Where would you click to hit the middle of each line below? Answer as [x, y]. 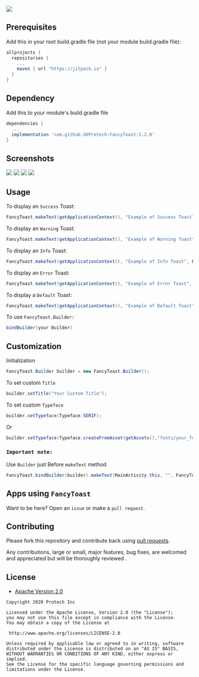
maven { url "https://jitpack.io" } [62, 69]
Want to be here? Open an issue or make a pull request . [76, 508]
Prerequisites [31, 28]
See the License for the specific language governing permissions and [95, 665]
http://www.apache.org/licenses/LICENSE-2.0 [64, 633]
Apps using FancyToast [49, 494]
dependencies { [25, 123]
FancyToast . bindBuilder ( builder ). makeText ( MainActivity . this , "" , [90, 475]
